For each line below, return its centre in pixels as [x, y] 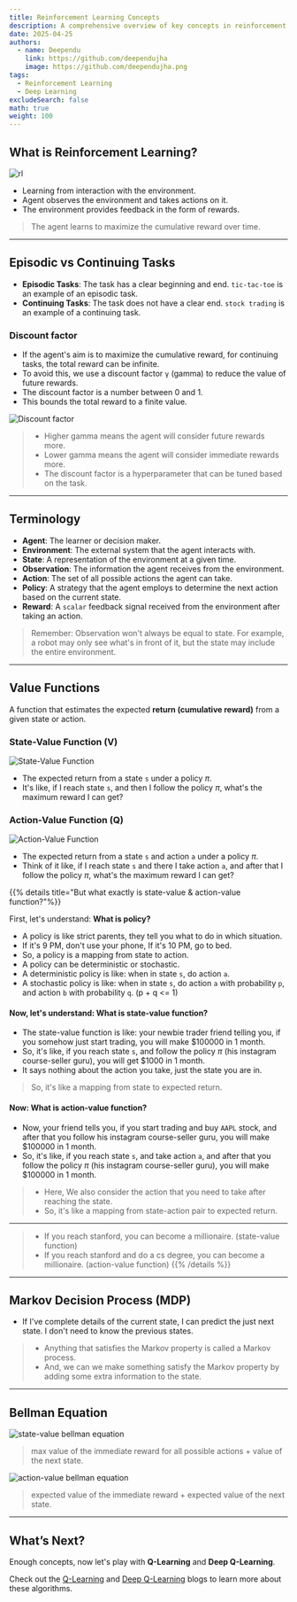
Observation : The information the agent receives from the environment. [153, 569]
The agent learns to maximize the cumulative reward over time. [145, 226]
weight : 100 [31, 116]
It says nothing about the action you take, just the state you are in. [142, 1070]
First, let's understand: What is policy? [80, 919]
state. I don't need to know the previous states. [107, 1331]
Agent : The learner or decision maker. [91, 540]
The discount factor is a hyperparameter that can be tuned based [163, 474]
